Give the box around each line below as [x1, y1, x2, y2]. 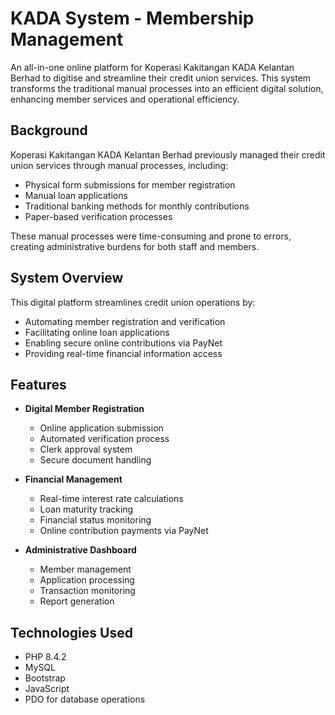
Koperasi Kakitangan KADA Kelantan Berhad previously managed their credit [10, 148, 326, 161]
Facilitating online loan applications [24, 326, 170, 338]
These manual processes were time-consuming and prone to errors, [10, 230, 292, 242]
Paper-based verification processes [24, 210, 173, 222]
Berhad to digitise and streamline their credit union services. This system [10, 72, 312, 84]
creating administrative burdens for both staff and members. [10, 240, 260, 252]
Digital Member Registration [24, 403, 145, 415]
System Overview [10, 270, 124, 287]
